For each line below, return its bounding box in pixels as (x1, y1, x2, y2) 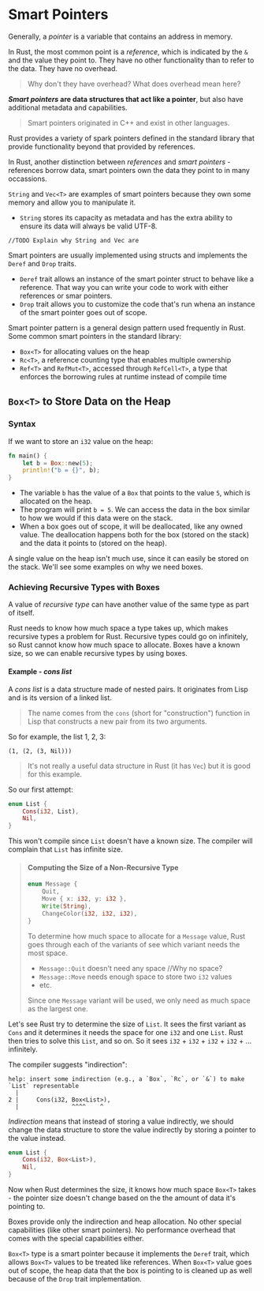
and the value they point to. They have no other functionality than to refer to (8, 55, 255, 65)
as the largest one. (27, 1003, 88, 1013)
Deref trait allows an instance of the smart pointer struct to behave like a (19, 274, 255, 284)
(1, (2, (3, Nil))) (8, 747, 73, 755)
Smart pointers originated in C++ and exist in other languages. (27, 118, 230, 127)
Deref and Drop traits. (8, 258, 76, 268)
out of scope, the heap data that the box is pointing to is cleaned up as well (8, 1266, 252, 1275)
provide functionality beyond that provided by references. (8, 141, 195, 151)
